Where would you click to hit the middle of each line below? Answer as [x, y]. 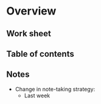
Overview [31, 11]
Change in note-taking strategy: [55, 89]
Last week [37, 96]
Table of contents [40, 54]
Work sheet [29, 34]
